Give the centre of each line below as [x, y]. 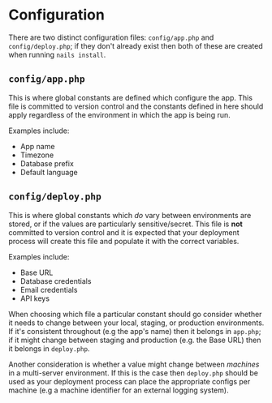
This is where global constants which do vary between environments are [130, 215]
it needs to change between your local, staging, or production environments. [136, 323]
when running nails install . [57, 54]
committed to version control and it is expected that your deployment [124, 232]
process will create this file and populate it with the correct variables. [124, 241]
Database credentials [56, 281]
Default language [49, 172]
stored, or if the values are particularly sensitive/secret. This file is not [126, 224]
